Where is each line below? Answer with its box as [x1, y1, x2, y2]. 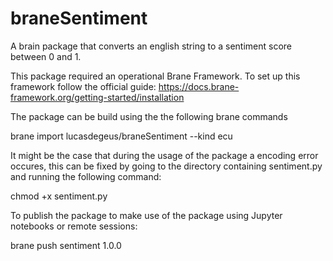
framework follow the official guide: [10, 80, 157, 92]
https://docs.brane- [158, 80, 240, 92]
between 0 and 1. [10, 50, 82, 62]
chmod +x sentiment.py [10, 190, 108, 202]
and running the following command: [10, 170, 162, 182]
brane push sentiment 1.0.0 [10, 239, 122, 251]
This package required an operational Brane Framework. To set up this [10, 70, 301, 82]
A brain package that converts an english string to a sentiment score [10, 40, 293, 52]
